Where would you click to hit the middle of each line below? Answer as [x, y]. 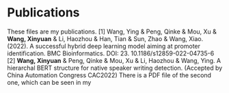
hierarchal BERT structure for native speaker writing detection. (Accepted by [115, 68]
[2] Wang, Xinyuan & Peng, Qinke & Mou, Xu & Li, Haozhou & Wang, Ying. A [114, 60]
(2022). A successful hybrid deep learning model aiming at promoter [104, 46]
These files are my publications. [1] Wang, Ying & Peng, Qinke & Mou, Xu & [112, 31]
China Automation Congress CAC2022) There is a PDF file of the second [109, 75]
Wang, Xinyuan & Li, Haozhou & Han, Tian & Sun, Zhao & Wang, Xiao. [105, 38]
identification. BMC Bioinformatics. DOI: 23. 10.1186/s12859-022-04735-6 [111, 53]
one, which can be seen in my [49, 82]
